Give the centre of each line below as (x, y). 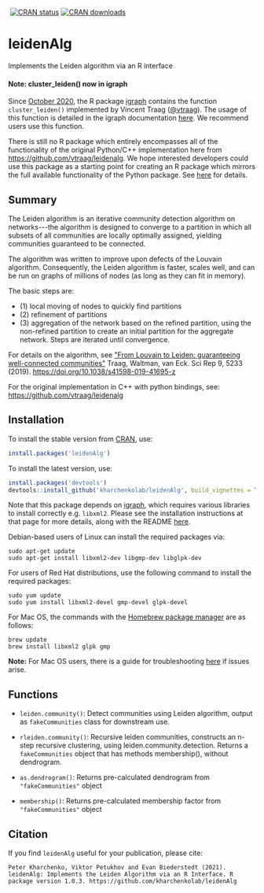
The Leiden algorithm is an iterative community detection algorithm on (122, 218)
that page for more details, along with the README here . (99, 522)
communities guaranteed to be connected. (77, 243)
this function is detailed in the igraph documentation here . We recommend (128, 118)
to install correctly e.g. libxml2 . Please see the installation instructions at (126, 513)
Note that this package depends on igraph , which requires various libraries (129, 505)
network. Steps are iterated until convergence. (95, 339)
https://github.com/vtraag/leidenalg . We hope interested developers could (128, 158)
